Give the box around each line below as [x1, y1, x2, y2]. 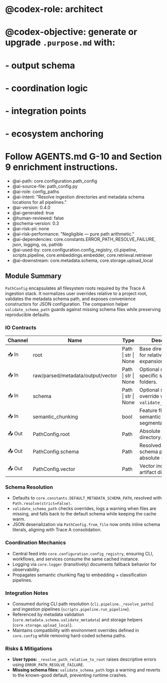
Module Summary [5, 272, 62, 280]
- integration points [5, 105, 87, 117]
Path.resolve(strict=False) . [12, 500, 72, 507]
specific [139, 372, 158, 379]
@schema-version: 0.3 [12, 220, 59, 226]
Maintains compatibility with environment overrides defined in [12, 627, 139, 634]
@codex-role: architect [5, 3, 103, 15]
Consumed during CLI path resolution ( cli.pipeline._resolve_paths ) [12, 601, 154, 607]
